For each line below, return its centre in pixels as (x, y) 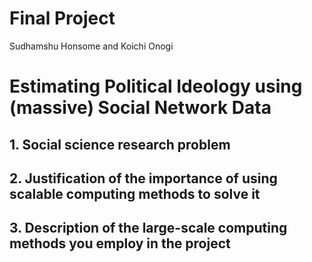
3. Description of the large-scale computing (148, 228)
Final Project (62, 18)
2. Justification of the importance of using (143, 178)
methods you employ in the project (120, 243)
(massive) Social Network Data (140, 108)
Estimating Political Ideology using (156, 86)
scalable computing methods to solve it (135, 193)
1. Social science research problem (120, 144)
